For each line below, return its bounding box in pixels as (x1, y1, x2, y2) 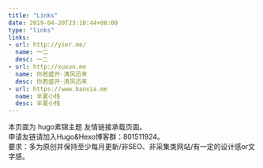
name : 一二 (15, 48, 49, 56)
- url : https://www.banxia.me (8, 84, 108, 93)
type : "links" (8, 26, 55, 34)
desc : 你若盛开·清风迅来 (15, 77, 88, 85)
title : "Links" (8, 11, 58, 20)
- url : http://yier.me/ (8, 41, 87, 49)
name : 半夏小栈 (15, 92, 61, 100)
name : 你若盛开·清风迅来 (15, 70, 88, 78)
